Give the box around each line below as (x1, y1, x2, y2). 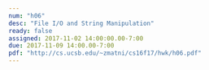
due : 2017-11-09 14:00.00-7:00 (8, 42, 115, 50)
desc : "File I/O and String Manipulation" (8, 19, 155, 27)
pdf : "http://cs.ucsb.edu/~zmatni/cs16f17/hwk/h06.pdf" (8, 49, 202, 57)
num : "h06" (8, 11, 46, 20)
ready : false (8, 27, 53, 35)
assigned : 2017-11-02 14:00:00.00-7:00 (8, 34, 144, 43)
